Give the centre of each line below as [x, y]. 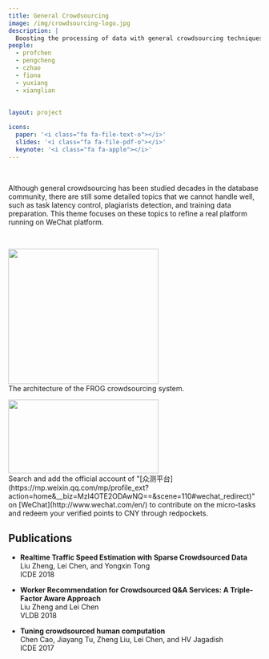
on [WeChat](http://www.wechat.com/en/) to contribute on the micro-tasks [132, 504]
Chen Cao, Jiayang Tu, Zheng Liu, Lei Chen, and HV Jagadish [122, 640]
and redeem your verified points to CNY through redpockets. [108, 513]
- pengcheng [36, 61]
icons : [19, 127]
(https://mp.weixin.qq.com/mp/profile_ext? [79, 487]
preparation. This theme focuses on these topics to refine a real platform [128, 213]
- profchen [34, 53]
